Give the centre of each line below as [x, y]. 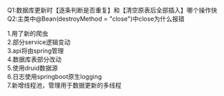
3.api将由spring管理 [35, 51]
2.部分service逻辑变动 [39, 42]
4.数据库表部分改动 [34, 59]
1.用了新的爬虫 [28, 33]
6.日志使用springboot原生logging [55, 77]
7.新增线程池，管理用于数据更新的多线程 [64, 85]
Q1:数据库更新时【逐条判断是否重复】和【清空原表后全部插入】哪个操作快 [112, 10]
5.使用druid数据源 [33, 68]
